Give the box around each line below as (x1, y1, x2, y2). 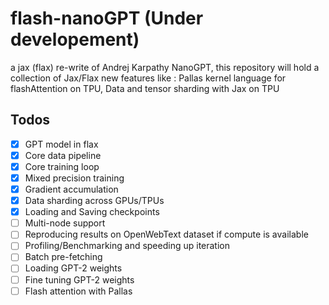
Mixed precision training (24, 172, 125, 184)
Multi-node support (24, 217, 106, 229)
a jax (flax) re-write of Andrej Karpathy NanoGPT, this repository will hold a (10, 61, 320, 73)
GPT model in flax (24, 138, 99, 150)
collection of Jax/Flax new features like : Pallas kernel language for (10, 72, 287, 84)
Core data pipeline (24, 149, 102, 161)
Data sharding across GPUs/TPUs (24, 195, 165, 207)
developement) (10, 28, 140, 51)
